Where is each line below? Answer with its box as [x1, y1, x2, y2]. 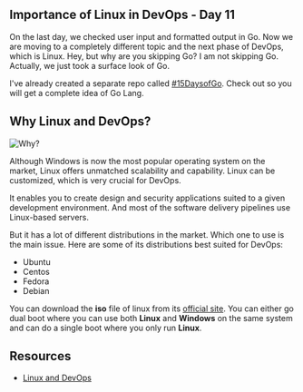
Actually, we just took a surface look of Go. [9, 60, 171, 71]
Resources [9, 348, 72, 364]
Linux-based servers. [9, 211, 89, 222]
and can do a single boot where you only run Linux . [9, 322, 202, 333]
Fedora [22, 276, 50, 287]
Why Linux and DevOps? [9, 113, 151, 130]
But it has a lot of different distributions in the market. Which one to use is [9, 229, 285, 240]
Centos [22, 266, 50, 277]
